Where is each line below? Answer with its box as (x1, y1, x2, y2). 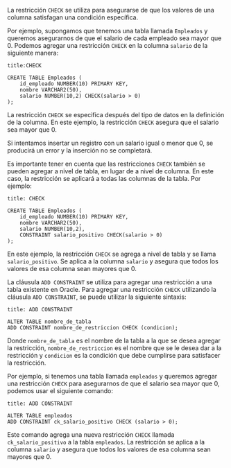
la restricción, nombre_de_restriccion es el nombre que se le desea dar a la (7, 344, 222, 352)
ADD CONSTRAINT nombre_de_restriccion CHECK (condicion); (7, 324, 178, 331)
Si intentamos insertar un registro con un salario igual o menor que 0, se (7, 139, 214, 147)
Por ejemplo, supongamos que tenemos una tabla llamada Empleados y (7, 27, 208, 35)
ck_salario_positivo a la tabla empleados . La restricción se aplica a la (7, 438, 205, 446)
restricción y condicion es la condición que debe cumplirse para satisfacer (7, 352, 221, 359)
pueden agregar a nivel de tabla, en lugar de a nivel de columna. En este (7, 167, 214, 175)
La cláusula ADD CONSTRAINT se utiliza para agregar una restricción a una (7, 278, 212, 286)
